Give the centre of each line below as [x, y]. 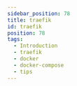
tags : [15, 40]
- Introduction [36, 46]
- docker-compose [39, 65]
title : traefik [29, 20]
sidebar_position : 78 [39, 14]
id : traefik [24, 26]
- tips [23, 71]
